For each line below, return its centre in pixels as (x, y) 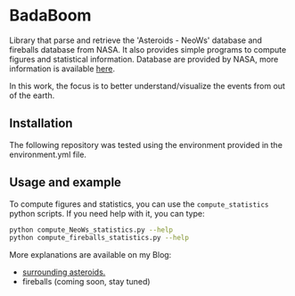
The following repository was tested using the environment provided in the (146, 144)
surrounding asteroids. (64, 272)
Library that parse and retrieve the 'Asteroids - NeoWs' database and (136, 40)
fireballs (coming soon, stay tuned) (86, 282)
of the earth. (32, 95)
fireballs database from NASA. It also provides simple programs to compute (148, 49)
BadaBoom (50, 16)
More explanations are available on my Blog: (90, 255)
